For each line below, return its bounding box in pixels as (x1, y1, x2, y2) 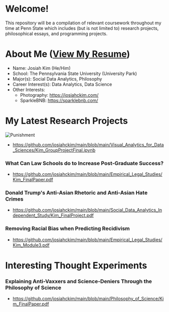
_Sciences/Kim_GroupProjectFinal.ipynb (12, 147, 96, 153)
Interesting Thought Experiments (5, 259, 147, 271)
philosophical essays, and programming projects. (5, 30, 107, 36)
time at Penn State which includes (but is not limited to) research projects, (5, 25, 159, 31)
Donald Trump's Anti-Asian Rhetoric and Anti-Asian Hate (5, 189, 148, 197)
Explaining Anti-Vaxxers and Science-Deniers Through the (5, 278, 152, 285)
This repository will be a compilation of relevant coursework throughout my (5, 20, 161, 26)
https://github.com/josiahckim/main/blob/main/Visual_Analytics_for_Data (12, 141, 164, 147)
